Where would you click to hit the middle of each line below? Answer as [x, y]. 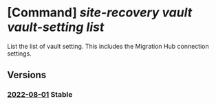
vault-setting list [56, 27]
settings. [20, 54]
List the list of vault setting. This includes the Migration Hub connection [108, 46]
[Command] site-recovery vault [100, 13]
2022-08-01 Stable [40, 95]
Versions [27, 75]
